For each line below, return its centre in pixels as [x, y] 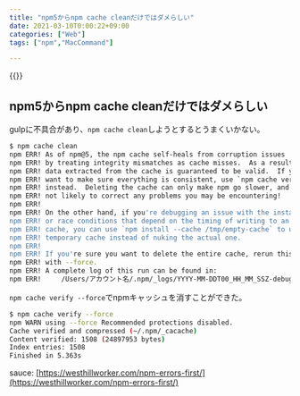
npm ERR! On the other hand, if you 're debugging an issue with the [139, 213]
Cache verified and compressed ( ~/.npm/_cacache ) [104, 331]
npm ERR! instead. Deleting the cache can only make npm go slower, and [150, 188]
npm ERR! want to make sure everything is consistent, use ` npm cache [143, 180]
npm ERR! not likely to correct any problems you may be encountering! [145, 196]
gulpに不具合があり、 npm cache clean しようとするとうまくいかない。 [137, 130]
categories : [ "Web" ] [48, 34]
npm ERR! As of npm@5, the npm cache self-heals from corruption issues [147, 154]
